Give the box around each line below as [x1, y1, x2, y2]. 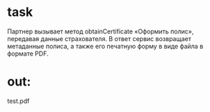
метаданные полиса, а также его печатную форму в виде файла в [7, 42, 204, 50]
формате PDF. [7, 49, 49, 58]
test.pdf [7, 97, 30, 105]
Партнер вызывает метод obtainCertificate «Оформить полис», [7, 27, 194, 35]
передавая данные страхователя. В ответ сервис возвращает [7, 34, 191, 42]
